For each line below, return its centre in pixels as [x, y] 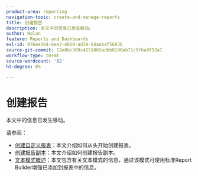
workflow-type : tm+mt [33, 56]
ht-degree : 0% [24, 66]
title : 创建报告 [24, 22]
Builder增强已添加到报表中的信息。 [57, 167]
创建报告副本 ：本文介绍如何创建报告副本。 [66, 153]
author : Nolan [24, 34]
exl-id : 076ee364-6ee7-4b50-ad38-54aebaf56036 [64, 45]
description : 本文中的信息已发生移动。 [50, 28]
